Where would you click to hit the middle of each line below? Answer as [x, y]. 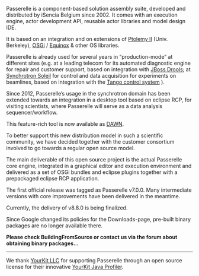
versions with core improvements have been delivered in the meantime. [93, 196]
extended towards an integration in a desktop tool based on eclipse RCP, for [99, 100]
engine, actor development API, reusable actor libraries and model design [96, 21]
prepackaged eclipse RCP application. [53, 178]
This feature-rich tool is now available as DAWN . [65, 124]
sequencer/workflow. [32, 112]
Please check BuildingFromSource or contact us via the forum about [92, 237]
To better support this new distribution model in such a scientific [85, 135]
